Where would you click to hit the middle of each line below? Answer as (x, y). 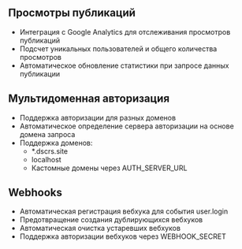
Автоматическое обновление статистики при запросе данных (124, 65)
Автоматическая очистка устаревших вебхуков (100, 229)
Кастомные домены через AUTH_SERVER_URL (109, 168)
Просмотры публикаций (72, 13)
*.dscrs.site (50, 151)
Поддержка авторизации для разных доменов (97, 117)
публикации (40, 73)
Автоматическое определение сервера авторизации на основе (127, 126)
